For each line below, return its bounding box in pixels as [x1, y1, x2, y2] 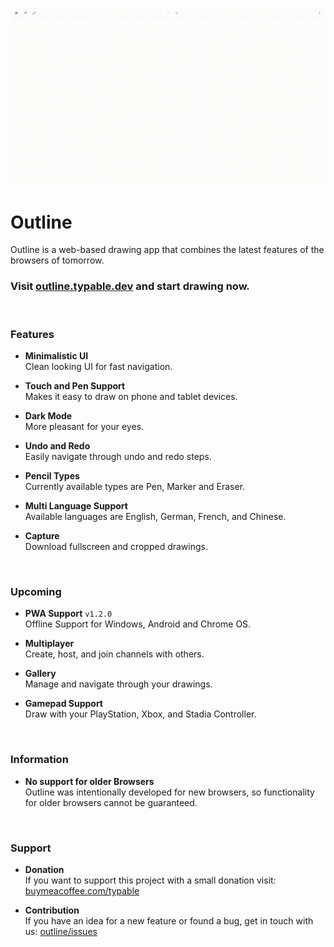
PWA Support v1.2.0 [24, 608, 113, 620]
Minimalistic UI [24, 350, 89, 362]
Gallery [24, 668, 57, 680]
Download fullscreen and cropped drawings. [24, 541, 208, 553]
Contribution [24, 904, 80, 916]
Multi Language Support [24, 500, 128, 512]
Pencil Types [24, 470, 80, 482]
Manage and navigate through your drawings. [24, 678, 213, 690]
